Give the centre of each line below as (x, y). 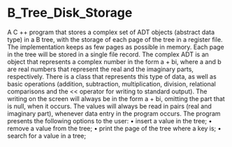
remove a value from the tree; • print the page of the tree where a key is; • (114, 128)
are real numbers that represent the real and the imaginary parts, (101, 69)
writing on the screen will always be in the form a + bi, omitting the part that (116, 98)
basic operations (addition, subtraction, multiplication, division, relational (112, 84)
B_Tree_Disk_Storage (70, 13)
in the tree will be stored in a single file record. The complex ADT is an (108, 54)
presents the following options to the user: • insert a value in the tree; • (110, 121)
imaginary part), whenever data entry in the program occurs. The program (114, 114)
